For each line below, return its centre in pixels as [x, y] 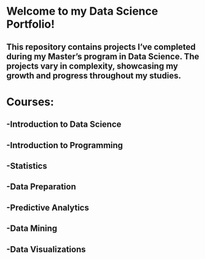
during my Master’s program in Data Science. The [103, 56]
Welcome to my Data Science [82, 11]
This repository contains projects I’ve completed [101, 47]
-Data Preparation [41, 187]
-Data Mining [32, 229]
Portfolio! [31, 24]
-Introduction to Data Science [64, 125]
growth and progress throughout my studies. [94, 76]
